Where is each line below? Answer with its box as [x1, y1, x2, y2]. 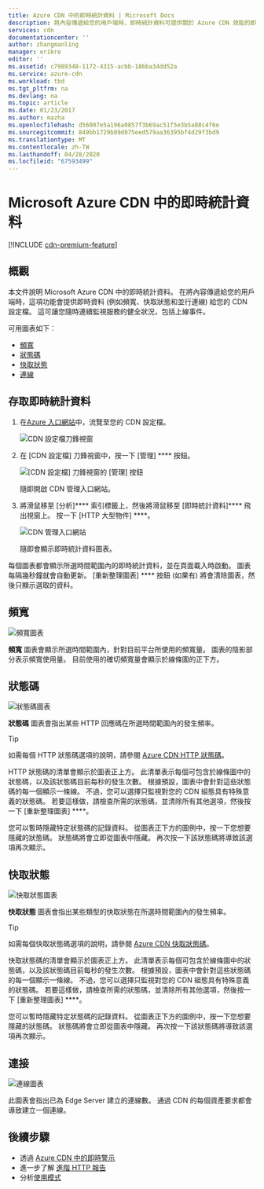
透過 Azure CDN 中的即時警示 [19, 1153, 115, 1162]
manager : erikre [8, 48, 61, 56]
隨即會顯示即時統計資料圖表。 [19, 544, 116, 553]
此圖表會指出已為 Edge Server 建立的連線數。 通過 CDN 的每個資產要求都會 [8, 1095, 252, 1105]
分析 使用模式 [19, 1172, 61, 1182]
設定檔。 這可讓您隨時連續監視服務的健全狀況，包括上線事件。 [8, 306, 210, 316]
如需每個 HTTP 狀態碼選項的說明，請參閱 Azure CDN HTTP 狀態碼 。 [8, 750, 229, 760]
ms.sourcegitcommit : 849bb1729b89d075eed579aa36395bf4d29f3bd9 [8, 128, 220, 136]
